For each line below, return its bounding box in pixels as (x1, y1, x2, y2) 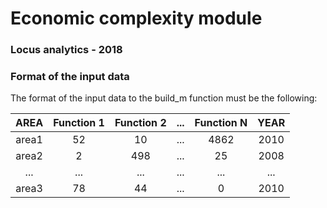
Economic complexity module (10, 7, 263, 30)
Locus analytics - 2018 (10, 43, 123, 57)
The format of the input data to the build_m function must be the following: (10, 92, 318, 104)
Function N (194, 116, 248, 130)
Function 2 (114, 116, 167, 130)
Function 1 (53, 116, 105, 130)
